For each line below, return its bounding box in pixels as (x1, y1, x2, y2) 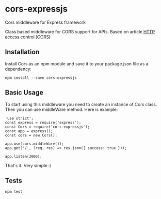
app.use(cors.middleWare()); (5, 141, 64, 146)
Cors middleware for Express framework (5, 19, 86, 25)
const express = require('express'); (5, 120, 81, 125)
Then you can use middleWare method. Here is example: (5, 107, 118, 112)
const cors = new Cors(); (5, 133, 57, 138)
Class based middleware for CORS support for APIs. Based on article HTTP (5, 29, 155, 34)
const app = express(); (5, 128, 53, 134)
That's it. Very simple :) (5, 162, 51, 168)
